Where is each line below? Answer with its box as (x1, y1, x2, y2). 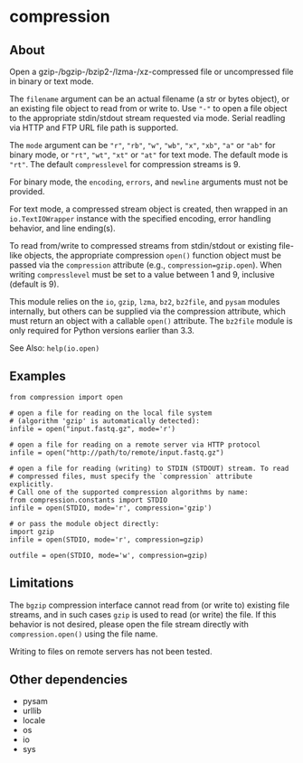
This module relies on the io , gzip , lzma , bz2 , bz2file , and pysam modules (9, 297, 280, 306)
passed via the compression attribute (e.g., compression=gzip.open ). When (9, 259, 282, 270)
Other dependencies (9, 672, 128, 688)
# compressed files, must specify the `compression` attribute (9, 472, 253, 481)
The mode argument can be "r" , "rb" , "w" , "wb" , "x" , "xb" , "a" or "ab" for (9, 140, 276, 150)
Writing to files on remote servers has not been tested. (9, 645, 213, 656)
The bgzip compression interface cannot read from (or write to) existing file (9, 599, 290, 610)
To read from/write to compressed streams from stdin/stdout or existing (9, 240, 278, 250)
